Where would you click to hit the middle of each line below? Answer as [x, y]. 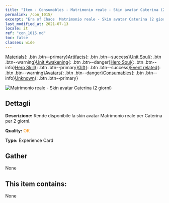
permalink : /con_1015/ [29, 15]
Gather [16, 156]
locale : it [17, 29]
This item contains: [36, 184]
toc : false [17, 38]
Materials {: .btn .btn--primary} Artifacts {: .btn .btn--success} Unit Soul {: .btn [83, 57]
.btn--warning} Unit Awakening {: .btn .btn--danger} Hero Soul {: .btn [74, 62]
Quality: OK [18, 130]
